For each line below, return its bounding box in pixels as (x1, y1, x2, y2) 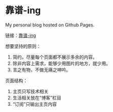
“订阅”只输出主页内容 (12, 101, 57, 107)
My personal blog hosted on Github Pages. (5, 21, 95, 28)
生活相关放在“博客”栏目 (12, 95, 62, 101)
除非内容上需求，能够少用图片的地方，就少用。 (12, 60, 110, 66)
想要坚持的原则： (5, 43, 41, 49)
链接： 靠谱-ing (5, 32, 36, 38)
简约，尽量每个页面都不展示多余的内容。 (12, 54, 97, 60)
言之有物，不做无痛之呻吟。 (12, 67, 71, 73)
